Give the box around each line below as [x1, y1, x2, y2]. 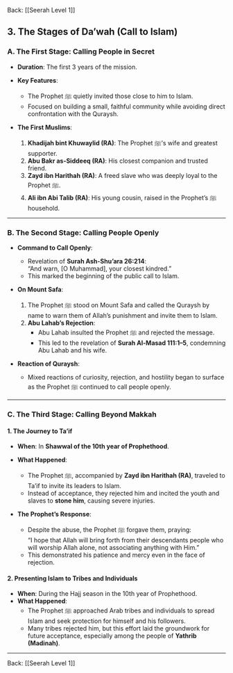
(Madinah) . [27, 639, 60, 647]
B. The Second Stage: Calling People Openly [7, 227, 159, 237]
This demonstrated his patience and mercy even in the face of [27, 551, 206, 559]
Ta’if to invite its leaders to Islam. [27, 482, 121, 490]
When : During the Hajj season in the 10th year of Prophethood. [17, 590, 198, 598]
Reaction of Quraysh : [17, 359, 80, 368]
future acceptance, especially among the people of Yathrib [27, 632, 197, 640]
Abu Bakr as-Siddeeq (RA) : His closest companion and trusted [27, 156, 208, 165]
